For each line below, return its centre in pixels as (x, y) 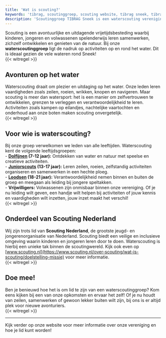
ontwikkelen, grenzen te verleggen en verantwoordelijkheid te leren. (75, 102)
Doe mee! (20, 278)
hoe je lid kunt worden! (28, 330)
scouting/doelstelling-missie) (35, 257)
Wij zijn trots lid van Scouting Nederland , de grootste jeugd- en (70, 231)
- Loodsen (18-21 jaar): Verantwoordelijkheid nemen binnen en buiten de (80, 177)
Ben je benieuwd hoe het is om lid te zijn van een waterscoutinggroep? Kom (82, 290)
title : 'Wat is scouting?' (33, 10)
